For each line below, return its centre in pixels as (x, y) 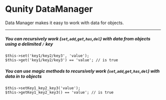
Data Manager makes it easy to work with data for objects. (65, 23)
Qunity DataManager (49, 9)
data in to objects (23, 76)
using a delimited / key (29, 44)
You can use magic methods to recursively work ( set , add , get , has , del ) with (83, 71)
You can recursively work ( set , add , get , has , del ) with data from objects (78, 38)
